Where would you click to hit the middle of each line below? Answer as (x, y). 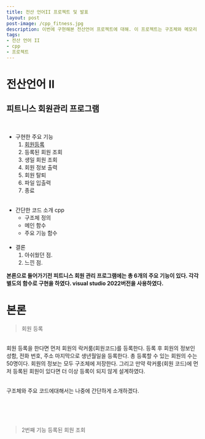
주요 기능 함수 (41, 233)
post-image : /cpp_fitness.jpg (45, 23)
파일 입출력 (37, 182)
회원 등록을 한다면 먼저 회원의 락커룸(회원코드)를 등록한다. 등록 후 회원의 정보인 (101, 348)
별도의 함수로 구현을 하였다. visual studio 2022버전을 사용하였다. (85, 283)
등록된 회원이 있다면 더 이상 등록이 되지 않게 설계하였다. (79, 371)
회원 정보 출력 (41, 167)
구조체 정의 (37, 217)
